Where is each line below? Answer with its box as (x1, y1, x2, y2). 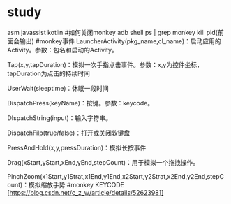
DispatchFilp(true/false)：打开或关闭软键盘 (7, 129, 131, 137)
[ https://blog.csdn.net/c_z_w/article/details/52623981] (7, 188, 164, 196)
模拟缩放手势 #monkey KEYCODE (28, 180, 124, 189)
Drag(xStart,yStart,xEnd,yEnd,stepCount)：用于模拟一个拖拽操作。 (7, 158, 200, 166)
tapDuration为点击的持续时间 (7, 69, 91, 78)
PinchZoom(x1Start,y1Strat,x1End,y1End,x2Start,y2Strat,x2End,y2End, (7, 172, 207, 180)
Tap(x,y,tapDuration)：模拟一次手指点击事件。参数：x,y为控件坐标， (7, 60, 204, 68)
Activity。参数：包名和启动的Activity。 (7, 45, 119, 54)
